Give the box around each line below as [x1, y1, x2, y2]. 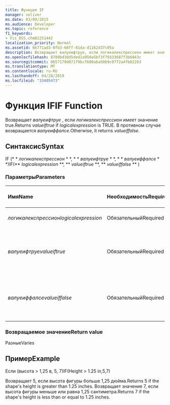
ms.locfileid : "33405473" [5, 78, 60, 83]
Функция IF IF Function [5, 100, 103, 112]
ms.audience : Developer [5, 21, 56, 27]
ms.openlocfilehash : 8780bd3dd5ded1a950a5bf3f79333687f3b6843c [5, 54, 142, 60]
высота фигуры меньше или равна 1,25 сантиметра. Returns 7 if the [5, 388, 150, 394]
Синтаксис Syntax [5, 142, 64, 151]
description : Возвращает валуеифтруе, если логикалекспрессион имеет [5, 50, 155, 55]
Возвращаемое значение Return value [5, 328, 103, 335]
